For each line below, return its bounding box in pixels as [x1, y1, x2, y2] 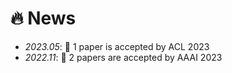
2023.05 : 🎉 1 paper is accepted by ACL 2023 [24, 40, 210, 52]
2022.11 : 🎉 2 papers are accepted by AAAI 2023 [24, 51, 223, 63]
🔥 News [10, 7, 77, 30]
